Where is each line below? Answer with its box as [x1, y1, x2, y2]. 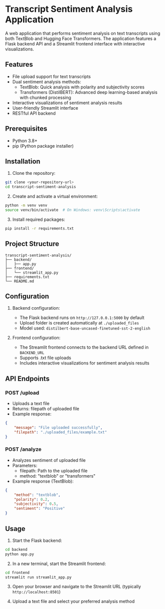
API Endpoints [5, 374, 50, 383]
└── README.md [5, 279, 35, 284]
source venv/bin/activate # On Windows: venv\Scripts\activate [5, 207, 140, 212]
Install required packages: [12, 216, 65, 222]
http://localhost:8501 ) [12, 589, 61, 595]
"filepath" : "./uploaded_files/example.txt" [14, 430, 107, 435]
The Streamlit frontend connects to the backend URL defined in [19, 344, 149, 350]
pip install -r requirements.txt [5, 226, 74, 231]
